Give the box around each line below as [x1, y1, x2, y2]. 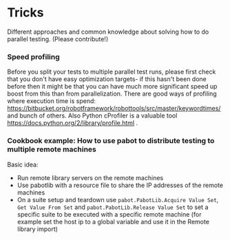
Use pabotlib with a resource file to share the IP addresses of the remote [17, 181, 224, 189]
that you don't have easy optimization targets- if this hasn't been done [7, 75, 207, 83]
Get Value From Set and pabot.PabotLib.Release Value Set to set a [17, 203, 209, 211]
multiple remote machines [7, 144, 96, 154]
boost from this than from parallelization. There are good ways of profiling [7, 89, 217, 98]
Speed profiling [7, 52, 60, 61]
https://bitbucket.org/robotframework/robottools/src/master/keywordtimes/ [7, 105, 221, 113]
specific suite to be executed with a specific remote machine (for [17, 210, 202, 218]
